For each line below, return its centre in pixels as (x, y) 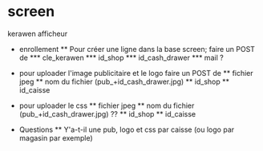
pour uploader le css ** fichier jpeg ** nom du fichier (107, 105)
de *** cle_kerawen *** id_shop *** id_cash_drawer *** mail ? (121, 58)
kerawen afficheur (38, 34)
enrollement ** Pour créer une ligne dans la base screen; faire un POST (137, 49)
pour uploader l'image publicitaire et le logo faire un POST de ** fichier (136, 73)
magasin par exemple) (56, 137)
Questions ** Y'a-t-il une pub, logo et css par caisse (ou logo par (127, 129)
